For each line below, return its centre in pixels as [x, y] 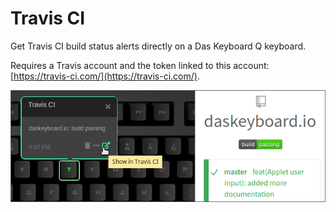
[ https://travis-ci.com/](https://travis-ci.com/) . [105, 76]
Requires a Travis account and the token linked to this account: [140, 65]
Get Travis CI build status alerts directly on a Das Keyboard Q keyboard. [158, 46]
